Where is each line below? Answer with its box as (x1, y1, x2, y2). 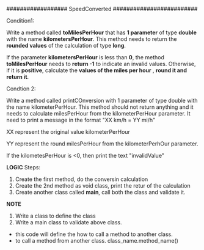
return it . (6, 73, 29, 80)
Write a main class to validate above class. (15, 219, 122, 226)
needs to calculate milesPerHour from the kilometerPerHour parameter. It (6, 110, 191, 117)
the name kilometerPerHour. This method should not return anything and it (6, 103, 194, 111)
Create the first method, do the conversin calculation (15, 175, 148, 183)
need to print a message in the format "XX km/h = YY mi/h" (6, 116, 156, 123)
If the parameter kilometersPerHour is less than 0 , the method (6, 54, 165, 61)
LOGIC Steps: (6, 164, 41, 171)
